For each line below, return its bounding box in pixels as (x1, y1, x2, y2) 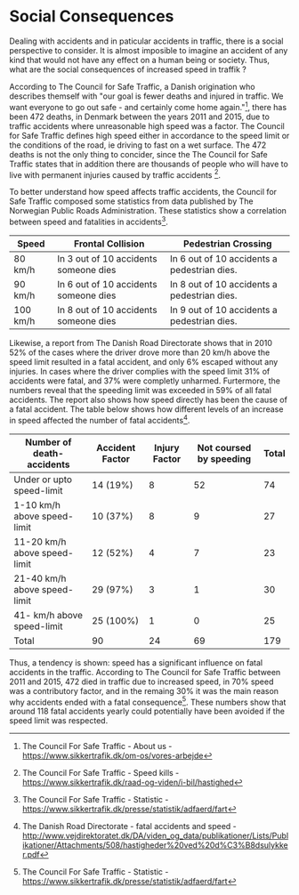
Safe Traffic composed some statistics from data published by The (9, 196, 254, 206)
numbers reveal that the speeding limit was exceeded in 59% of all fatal (9, 384, 271, 395)
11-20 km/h (13, 536, 67, 548)
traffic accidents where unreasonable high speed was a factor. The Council (9, 120, 285, 131)
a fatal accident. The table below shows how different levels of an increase (9, 403, 284, 415)
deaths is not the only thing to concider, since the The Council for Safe (9, 149, 269, 159)
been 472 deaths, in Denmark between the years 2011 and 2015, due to (9, 111, 270, 122)
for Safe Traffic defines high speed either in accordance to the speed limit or (9, 130, 290, 141)
